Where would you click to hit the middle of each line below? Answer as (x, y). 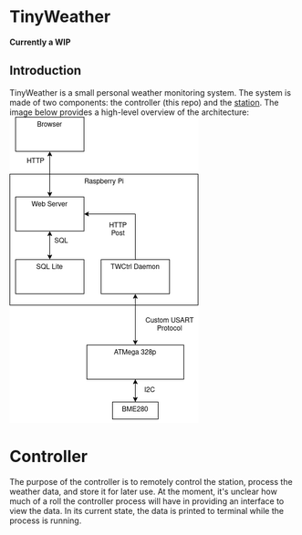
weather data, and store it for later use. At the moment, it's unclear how (144, 491)
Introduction (46, 71)
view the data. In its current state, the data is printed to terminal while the (147, 510)
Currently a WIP (40, 42)
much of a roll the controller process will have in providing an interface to (147, 501)
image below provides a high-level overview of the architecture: (129, 112)
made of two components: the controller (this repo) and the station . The (144, 102)
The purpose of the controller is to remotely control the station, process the (151, 481)
